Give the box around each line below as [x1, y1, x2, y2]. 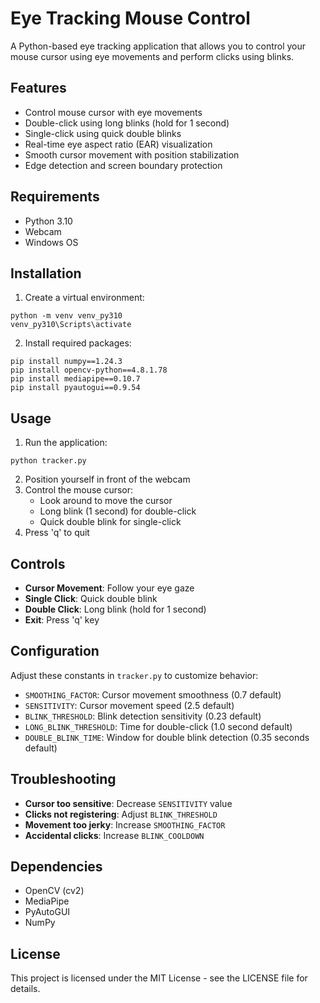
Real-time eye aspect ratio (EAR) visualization [24, 138, 213, 150]
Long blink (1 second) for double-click [39, 505, 197, 517]
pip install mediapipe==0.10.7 [10, 374, 141, 384]
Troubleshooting [10, 771, 117, 788]
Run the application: [24, 437, 108, 449]
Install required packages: [24, 337, 132, 349]
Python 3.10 [24, 215, 73, 227]
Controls [10, 555, 66, 572]
